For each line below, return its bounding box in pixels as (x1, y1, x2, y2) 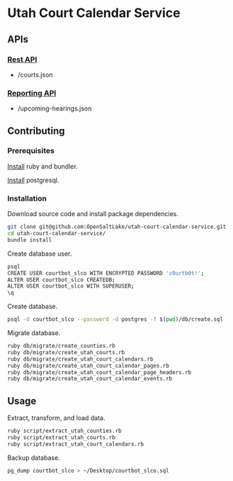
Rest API (7, 55, 38, 64)
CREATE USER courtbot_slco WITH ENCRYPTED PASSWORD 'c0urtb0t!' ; (7, 269, 204, 277)
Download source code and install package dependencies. (7, 210, 178, 218)
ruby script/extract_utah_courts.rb (7, 434, 115, 441)
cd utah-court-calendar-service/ (7, 230, 106, 237)
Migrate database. (7, 329, 61, 337)
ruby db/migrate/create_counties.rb (7, 342, 115, 350)
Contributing (7, 125, 65, 137)
